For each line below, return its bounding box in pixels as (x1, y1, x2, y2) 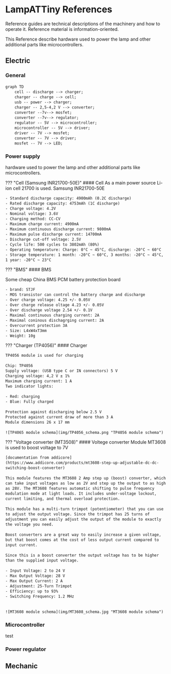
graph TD (5, 84, 24, 89)
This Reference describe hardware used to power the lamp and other (5, 36, 151, 42)
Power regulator (5, 646, 47, 653)
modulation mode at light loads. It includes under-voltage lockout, (5, 491, 157, 496)
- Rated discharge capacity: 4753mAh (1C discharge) (5, 201, 120, 206)
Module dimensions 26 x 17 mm (5, 420, 70, 425)
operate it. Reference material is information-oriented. (5, 26, 119, 32)
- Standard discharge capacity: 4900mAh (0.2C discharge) (5, 195, 132, 201)
